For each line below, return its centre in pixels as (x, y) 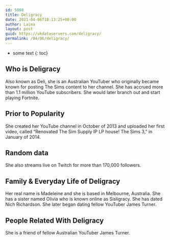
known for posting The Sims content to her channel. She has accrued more (84, 87)
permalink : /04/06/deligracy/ (38, 39)
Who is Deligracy (33, 69)
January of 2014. (23, 137)
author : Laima (20, 24)
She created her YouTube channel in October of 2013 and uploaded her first (85, 126)
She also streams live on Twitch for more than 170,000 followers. (73, 165)
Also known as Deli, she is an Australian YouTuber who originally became (82, 81)
